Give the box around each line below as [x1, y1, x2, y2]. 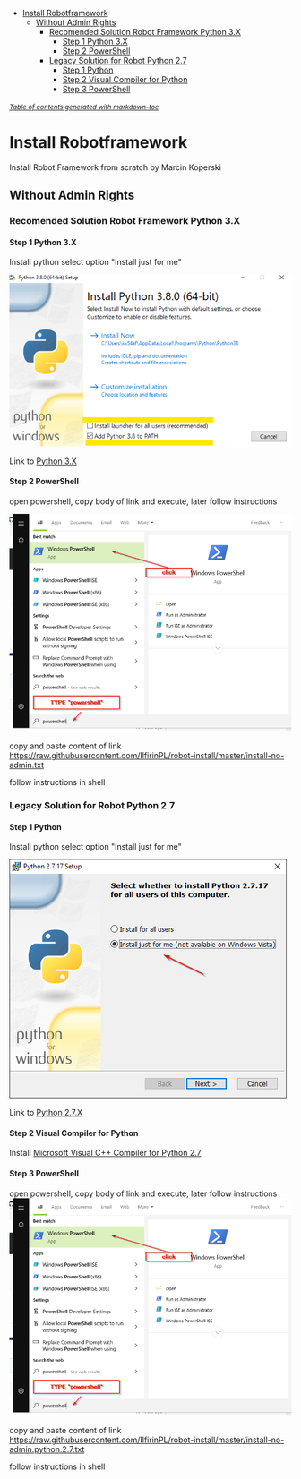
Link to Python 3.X [9, 456, 78, 466]
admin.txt [9, 760, 45, 771]
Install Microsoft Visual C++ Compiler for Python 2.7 [9, 1148, 202, 1158]
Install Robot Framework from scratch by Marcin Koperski [9, 161, 222, 173]
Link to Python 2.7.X [9, 1107, 83, 1118]
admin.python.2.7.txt [9, 1443, 85, 1454]
